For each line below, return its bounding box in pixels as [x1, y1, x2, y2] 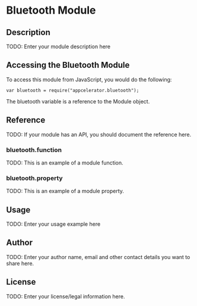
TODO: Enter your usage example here [6, 220, 101, 228]
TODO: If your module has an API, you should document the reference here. [6, 131, 192, 138]
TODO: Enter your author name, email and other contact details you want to [6, 253, 190, 260]
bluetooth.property [6, 173, 63, 182]
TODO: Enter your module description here [6, 43, 111, 50]
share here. [6, 260, 34, 267]
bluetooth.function [6, 146, 62, 154]
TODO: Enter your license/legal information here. [6, 292, 125, 300]
